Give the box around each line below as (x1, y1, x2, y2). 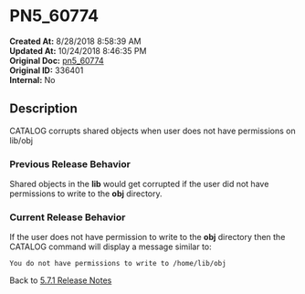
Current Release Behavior (9, 211, 126, 224)
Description (9, 101, 78, 117)
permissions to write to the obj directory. (9, 188, 163, 199)
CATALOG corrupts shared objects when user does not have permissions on (9, 125, 296, 136)
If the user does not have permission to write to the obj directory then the (9, 232, 286, 243)
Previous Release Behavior (9, 157, 131, 170)
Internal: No (9, 74, 56, 85)
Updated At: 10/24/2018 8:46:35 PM (9, 45, 147, 56)
